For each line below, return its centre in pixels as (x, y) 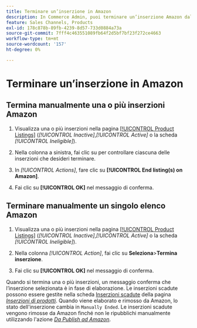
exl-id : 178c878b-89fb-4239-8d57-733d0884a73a (64, 28)
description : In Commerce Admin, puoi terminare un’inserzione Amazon (94, 17)
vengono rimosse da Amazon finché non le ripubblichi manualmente (89, 313)
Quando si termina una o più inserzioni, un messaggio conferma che (89, 282)
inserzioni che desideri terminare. (55, 158)
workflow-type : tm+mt (33, 39)
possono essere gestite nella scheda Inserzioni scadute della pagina (89, 294)
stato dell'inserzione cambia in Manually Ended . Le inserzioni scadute (89, 307)
